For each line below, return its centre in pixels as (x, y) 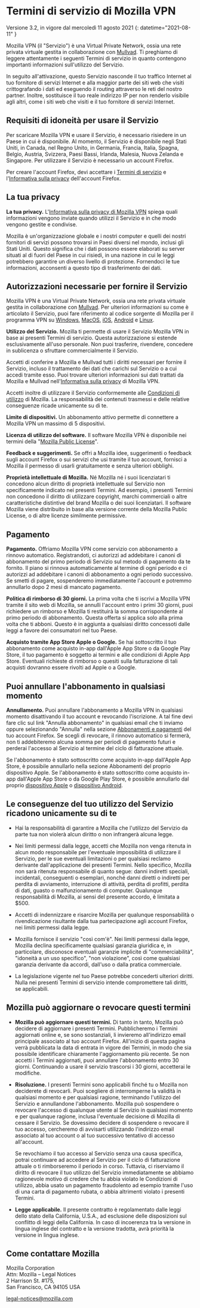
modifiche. (28, 1073)
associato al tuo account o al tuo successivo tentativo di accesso (95, 1135)
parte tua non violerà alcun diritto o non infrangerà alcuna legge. (94, 834)
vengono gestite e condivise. (42, 224)
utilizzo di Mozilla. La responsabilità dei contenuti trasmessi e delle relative (98, 399)
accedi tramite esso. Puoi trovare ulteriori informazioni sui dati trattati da (95, 375)
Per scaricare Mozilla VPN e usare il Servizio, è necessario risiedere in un (96, 135)
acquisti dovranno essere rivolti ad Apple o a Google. (71, 667)
